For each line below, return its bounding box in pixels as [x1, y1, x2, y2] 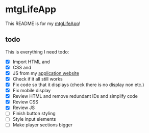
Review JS [12, 104, 35, 111]
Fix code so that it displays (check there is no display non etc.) [12, 82, 144, 88]
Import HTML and [12, 59, 50, 65]
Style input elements [12, 116, 56, 122]
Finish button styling [12, 111, 56, 117]
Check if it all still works [12, 75, 63, 82]
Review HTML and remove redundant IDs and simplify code [12, 93, 138, 99]
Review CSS [12, 99, 39, 105]
